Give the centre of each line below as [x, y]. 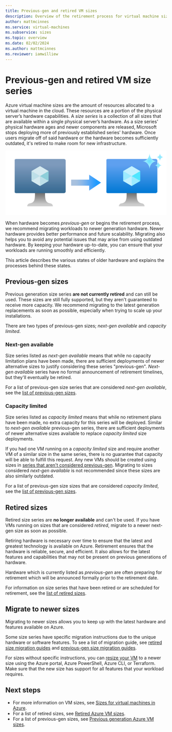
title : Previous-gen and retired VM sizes [51, 11]
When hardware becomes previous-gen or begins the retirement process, [83, 223]
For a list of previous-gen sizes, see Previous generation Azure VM [83, 719]
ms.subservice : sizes [28, 33]
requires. [15, 674]
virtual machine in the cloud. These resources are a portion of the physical [84, 111]
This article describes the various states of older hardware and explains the [85, 260]
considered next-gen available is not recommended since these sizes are [83, 471]
